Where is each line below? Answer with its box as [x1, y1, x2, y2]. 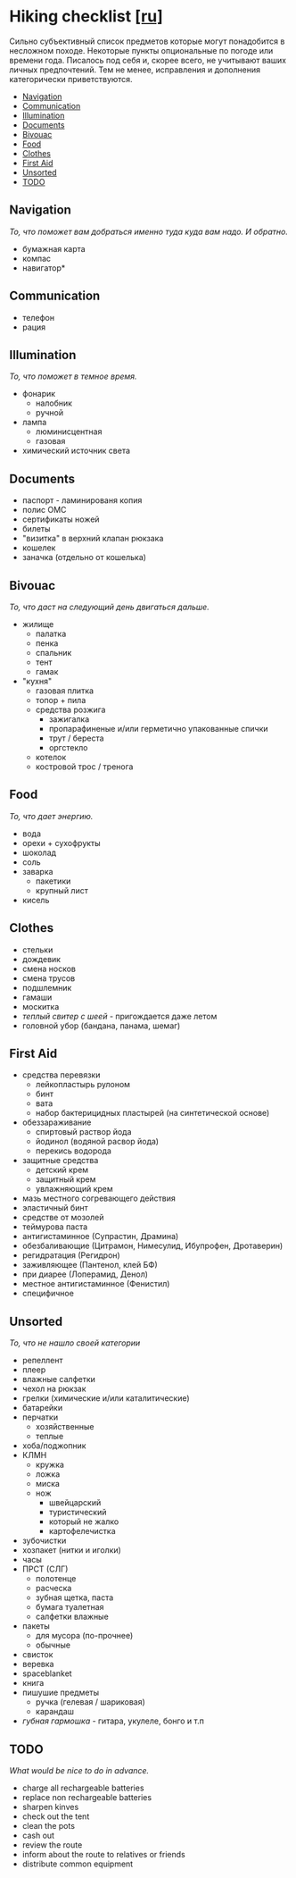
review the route [21, 1840, 83, 1850]
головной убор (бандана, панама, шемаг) [21, 1020, 181, 1031]
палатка [35, 628, 67, 639]
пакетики [35, 876, 71, 886]
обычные [35, 1639, 71, 1650]
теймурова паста [21, 1221, 88, 1232]
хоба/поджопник [21, 1440, 86, 1451]
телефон [21, 312, 55, 323]
